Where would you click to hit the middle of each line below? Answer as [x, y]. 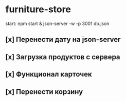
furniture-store [38, 9]
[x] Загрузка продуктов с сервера [63, 57]
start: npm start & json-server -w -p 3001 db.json [57, 23]
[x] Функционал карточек [49, 74]
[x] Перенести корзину [44, 92]
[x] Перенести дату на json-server [63, 40]
